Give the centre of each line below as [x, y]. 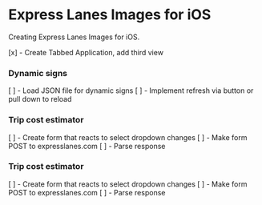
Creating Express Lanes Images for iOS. [74, 37]
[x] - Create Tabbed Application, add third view [86, 52]
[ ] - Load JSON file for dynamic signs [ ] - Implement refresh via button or [131, 90]
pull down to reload [40, 99]
